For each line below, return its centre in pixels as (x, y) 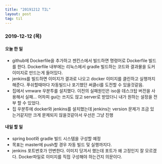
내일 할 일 (14, 127)
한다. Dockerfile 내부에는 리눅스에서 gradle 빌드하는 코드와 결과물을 (82, 66)
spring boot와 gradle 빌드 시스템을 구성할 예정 (56, 138)
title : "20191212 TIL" (28, 9)
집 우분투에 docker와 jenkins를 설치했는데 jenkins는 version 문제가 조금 (81, 109)
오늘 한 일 (14, 48)
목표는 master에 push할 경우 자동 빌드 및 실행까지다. (62, 144)
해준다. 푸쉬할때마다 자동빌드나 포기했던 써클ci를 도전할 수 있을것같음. (78, 85)
